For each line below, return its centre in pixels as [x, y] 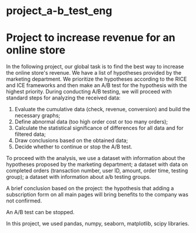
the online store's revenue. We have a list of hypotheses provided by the [94, 73]
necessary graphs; [37, 115]
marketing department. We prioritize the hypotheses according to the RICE [97, 79]
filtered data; [30, 134]
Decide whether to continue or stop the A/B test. [73, 147]
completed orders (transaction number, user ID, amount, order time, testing [97, 171]
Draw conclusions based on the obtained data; [71, 141]
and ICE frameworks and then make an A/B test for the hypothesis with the [97, 85]
